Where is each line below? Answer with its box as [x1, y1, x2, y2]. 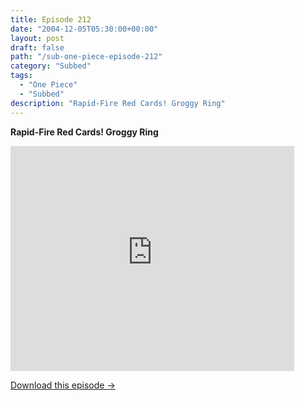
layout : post [10, 33, 65, 43]
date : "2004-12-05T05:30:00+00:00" [10, 24, 159, 34]
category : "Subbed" [10, 61, 92, 71]
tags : [10, 71, 33, 81]
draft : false [10, 42, 65, 53]
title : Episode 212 [10, 14, 92, 25]
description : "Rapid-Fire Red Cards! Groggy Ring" [10, 98, 226, 108]
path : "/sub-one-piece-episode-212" [10, 52, 163, 62]
